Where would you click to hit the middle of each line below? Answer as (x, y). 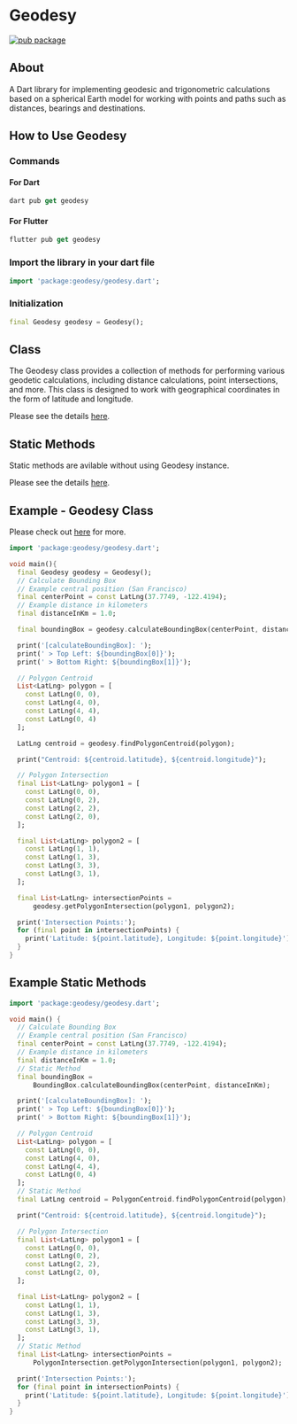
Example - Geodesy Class (81, 510)
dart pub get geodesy (49, 201)
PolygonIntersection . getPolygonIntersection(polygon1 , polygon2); (157, 1362)
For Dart (24, 182)
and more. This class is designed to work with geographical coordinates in (145, 390)
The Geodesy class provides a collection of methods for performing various (147, 371)
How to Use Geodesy (68, 136)
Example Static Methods (78, 983)
